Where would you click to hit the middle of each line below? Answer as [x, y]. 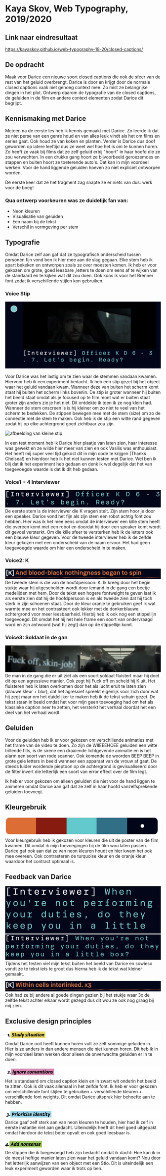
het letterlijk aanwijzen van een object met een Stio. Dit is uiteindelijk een [79, 1163]
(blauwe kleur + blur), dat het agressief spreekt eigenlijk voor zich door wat [82, 691]
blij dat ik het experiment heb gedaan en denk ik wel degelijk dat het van [79, 464]
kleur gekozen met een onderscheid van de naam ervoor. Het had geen [78, 542]
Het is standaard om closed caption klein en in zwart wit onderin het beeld [81, 1081]
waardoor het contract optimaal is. [40, 861]
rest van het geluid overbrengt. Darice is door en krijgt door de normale [78, 82]
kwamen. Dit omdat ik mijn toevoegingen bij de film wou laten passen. [76, 845]
